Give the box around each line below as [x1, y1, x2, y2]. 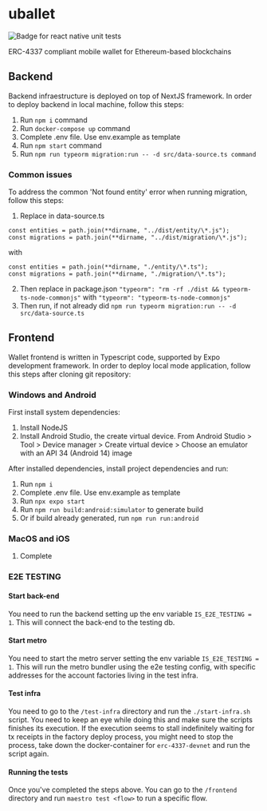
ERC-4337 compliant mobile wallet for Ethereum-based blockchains [8, 46, 232, 56]
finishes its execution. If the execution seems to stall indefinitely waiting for [8, 723, 255, 733]
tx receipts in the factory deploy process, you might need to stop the [8, 732, 234, 741]
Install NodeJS [19, 423, 69, 432]
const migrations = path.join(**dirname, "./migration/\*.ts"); [8, 270, 226, 278]
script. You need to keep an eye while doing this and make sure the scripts [8, 714, 253, 724]
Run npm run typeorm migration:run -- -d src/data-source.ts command [19, 149, 257, 158]
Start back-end [8, 590, 60, 600]
